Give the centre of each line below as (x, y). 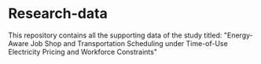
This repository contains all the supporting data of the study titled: (115, 35)
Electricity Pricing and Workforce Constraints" (83, 52)
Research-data (58, 14)
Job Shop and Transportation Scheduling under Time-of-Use (129, 43)
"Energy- (238, 35)
